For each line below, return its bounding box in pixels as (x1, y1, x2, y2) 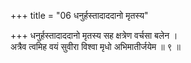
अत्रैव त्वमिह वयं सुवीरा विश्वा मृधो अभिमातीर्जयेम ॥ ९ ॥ (10, 41, 181, 52)
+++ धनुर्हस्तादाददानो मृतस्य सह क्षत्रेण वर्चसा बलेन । (10, 30, 178, 41)
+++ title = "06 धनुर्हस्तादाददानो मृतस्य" (10, 10, 149, 21)
